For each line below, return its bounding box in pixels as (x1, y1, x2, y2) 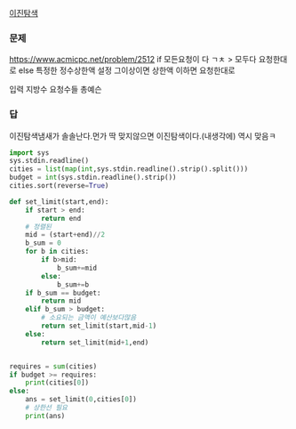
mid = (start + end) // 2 (25, 231, 105, 239)
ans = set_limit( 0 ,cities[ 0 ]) (25, 395, 138, 404)
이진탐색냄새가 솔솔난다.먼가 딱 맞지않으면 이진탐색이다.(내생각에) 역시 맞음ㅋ (9, 130, 276, 141)
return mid (41, 296, 82, 305)
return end (41, 214, 82, 223)
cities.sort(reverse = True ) (9, 182, 109, 190)
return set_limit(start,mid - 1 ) (41, 321, 157, 331)
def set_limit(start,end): (9, 197, 109, 206)
